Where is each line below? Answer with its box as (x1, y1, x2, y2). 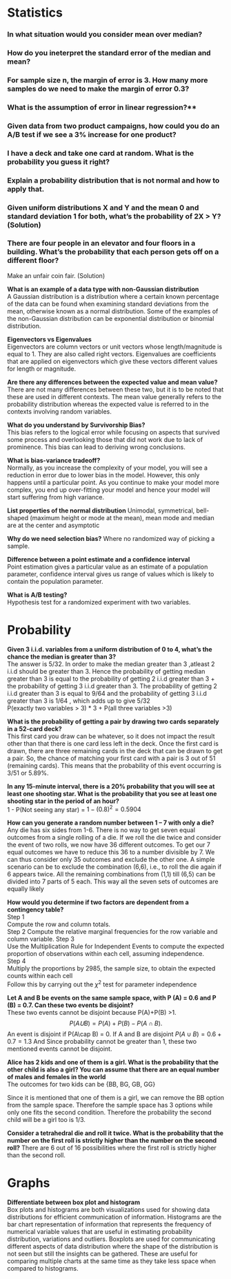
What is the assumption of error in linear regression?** (7, 102, 197, 112)
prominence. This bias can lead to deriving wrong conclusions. (7, 443, 186, 451)
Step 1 (7, 913, 25, 921)
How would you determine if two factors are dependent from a (7, 898, 190, 907)
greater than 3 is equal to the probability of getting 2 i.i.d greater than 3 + (7, 674, 215, 683)
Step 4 (7, 957, 26, 966)
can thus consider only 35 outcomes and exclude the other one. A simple (7, 856, 215, 864)
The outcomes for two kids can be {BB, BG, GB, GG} (7, 1080, 156, 1089)
